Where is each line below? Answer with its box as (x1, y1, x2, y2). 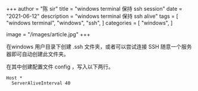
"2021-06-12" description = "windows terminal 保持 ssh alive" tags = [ (6, 12, 179, 20)
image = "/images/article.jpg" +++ (6, 31, 91, 37)
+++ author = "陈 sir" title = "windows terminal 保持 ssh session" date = (6, 5, 183, 12)
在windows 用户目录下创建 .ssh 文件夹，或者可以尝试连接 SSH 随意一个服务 (6, 43, 192, 50)
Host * (6, 75, 23, 81)
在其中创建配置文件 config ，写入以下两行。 (6, 63, 114, 70)
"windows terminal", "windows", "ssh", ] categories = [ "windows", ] (6, 20, 173, 26)
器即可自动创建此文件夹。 (6, 51, 69, 58)
